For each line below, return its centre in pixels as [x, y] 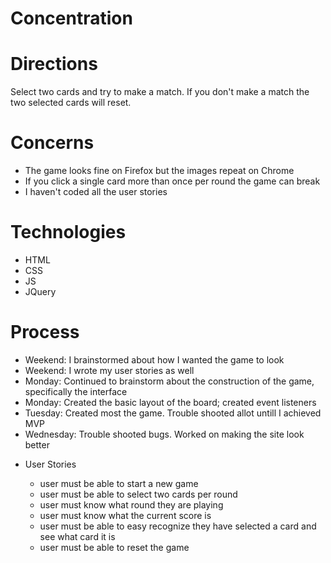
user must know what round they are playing [131, 504]
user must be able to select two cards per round [138, 494]
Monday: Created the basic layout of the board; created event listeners [170, 402]
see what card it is [77, 536]
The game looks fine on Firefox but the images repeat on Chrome [159, 171]
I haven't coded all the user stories [96, 192]
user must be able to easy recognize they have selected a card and [178, 526]
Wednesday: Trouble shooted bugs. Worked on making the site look [164, 434]
